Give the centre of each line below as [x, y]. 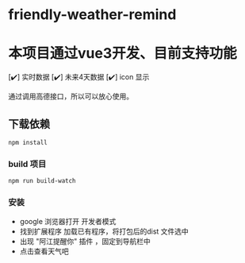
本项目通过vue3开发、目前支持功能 [122, 54]
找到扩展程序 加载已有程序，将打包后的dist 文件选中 [104, 231]
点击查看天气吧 [44, 251]
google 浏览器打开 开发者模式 [68, 221]
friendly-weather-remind [92, 15]
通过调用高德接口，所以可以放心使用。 [71, 96]
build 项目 [27, 164]
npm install [28, 142]
